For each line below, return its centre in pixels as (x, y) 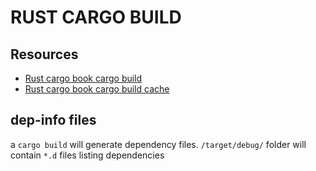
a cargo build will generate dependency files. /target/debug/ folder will (158, 144)
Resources (44, 54)
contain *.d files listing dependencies (87, 155)
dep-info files (53, 120)
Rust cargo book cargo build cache (97, 89)
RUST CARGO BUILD (96, 17)
